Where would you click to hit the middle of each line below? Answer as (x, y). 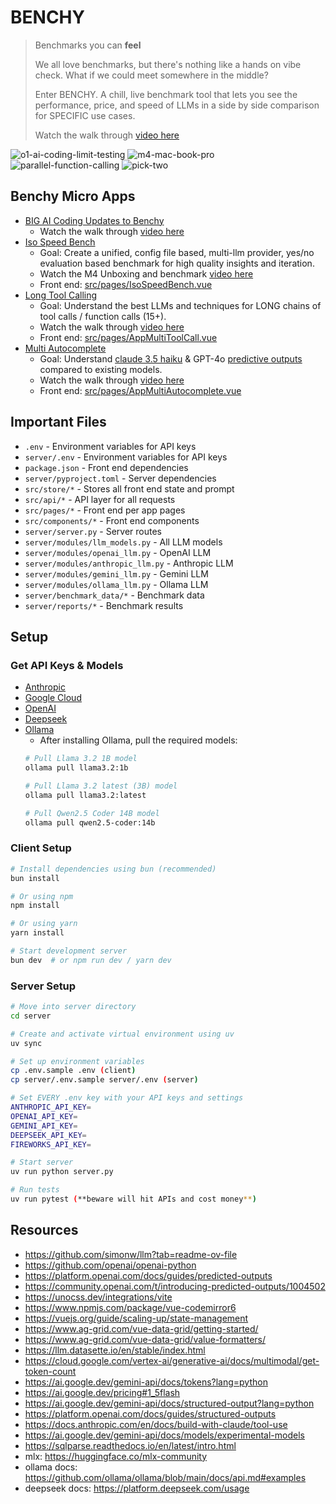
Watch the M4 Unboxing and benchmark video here (146, 273)
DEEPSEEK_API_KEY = (48, 1135)
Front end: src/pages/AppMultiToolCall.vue (128, 337)
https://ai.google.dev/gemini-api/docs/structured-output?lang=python (169, 1403)
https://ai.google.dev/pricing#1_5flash (102, 1392)
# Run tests (35, 1190)
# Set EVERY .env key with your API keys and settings (127, 1098)
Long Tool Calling (61, 295)
